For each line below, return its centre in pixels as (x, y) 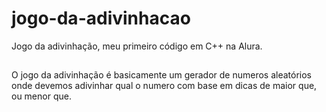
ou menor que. (41, 96)
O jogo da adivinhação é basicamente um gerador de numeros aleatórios (161, 75)
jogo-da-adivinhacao (101, 18)
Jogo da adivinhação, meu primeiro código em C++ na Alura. (137, 46)
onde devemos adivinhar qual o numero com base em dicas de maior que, (164, 86)
